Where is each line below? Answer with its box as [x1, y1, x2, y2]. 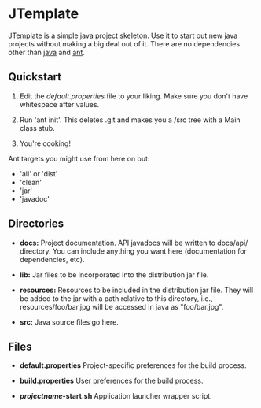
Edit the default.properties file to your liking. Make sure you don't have [19, 91, 248, 101]
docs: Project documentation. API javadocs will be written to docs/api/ [19, 238, 248, 247]
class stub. [19, 123, 55, 132]
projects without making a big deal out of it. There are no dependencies [8, 39, 241, 48]
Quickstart [8, 70, 62, 83]
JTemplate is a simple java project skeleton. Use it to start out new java [8, 31, 238, 40]
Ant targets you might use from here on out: [8, 154, 150, 163]
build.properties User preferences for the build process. [19, 376, 204, 386]
